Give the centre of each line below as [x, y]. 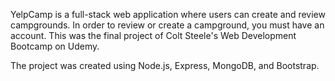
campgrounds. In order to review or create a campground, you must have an [167, 25]
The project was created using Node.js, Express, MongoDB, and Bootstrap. [165, 65]
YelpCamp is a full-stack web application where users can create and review [168, 14]
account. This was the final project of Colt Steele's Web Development [153, 35]
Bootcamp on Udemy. [55, 46]
